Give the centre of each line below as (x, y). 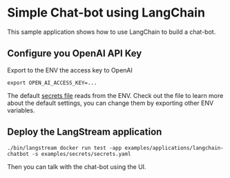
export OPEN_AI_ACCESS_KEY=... (52, 83)
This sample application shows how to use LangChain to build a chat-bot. (112, 32)
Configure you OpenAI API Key (75, 53)
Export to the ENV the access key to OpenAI (70, 70)
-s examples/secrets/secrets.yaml (82, 154)
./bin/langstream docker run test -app (65, 148)
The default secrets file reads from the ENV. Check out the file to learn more (115, 95)
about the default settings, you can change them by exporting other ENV (111, 103)
